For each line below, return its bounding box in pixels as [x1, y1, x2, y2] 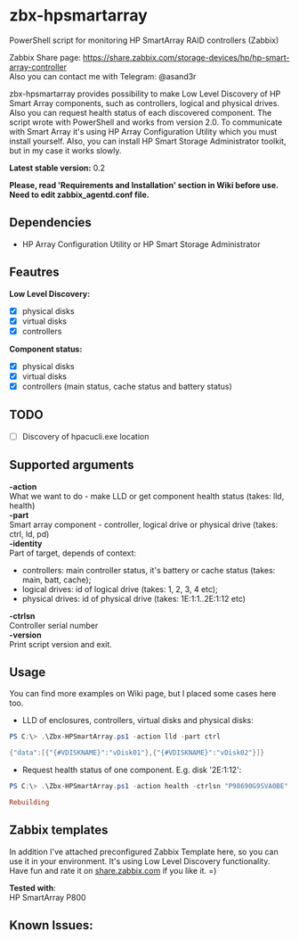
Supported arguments [9, 457, 134, 473]
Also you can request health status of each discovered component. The [9, 107, 272, 118]
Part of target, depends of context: [9, 548, 136, 558]
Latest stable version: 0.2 [9, 162, 105, 173]
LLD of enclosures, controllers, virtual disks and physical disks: [21, 715, 254, 726]
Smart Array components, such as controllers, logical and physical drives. [9, 97, 280, 108]
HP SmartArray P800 [9, 892, 86, 902]
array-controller [9, 62, 67, 72]
